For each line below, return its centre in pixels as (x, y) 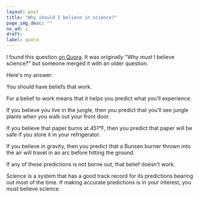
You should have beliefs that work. (49, 87)
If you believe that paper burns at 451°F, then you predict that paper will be (99, 128)
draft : (14, 34)
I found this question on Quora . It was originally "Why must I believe (90, 57)
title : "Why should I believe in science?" (62, 17)
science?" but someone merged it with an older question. (77, 63)
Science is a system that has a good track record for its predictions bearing (100, 176)
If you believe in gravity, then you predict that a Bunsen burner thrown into (99, 146)
